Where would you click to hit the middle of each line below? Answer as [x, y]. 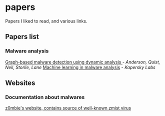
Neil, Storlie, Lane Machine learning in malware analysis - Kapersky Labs [80, 67]
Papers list [22, 37]
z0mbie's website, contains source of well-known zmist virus [68, 108]
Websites [20, 83]
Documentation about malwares [45, 97]
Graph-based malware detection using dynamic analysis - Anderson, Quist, [83, 62]
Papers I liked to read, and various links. [46, 21]
